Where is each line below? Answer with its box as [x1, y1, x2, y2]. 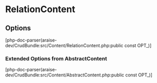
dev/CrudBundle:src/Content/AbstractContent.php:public [5, 72, 125, 78]
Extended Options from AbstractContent [5, 55, 107, 62]
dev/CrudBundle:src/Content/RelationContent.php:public [5, 43, 124, 49]
